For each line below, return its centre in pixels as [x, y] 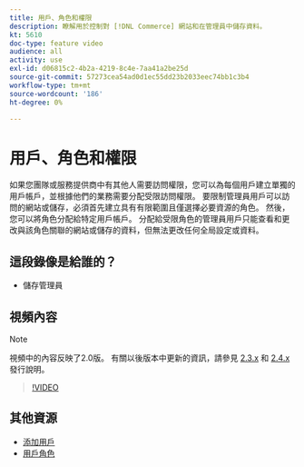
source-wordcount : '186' [56, 94]
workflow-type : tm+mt [50, 85]
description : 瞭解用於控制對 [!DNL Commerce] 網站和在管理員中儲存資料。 [138, 26]
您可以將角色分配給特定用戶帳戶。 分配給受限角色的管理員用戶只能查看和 [146, 219]
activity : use [36, 60]
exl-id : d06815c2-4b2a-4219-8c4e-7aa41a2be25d [99, 69]
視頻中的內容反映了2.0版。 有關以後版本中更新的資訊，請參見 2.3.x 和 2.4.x [150, 358]
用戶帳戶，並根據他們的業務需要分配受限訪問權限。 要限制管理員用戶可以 [146, 196]
